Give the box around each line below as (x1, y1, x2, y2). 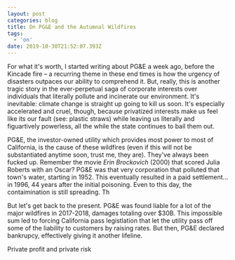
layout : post (7, 10, 46, 18)
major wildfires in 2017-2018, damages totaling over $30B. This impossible (7, 209, 223, 217)
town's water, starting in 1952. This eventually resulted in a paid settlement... (7, 173, 229, 181)
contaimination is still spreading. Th (7, 188, 110, 196)
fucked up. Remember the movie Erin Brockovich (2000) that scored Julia (7, 158, 220, 166)
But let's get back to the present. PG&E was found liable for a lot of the (7, 202, 212, 209)
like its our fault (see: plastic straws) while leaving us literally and (7, 115, 195, 123)
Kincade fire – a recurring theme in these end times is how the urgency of (7, 70, 220, 78)
